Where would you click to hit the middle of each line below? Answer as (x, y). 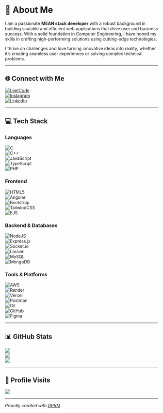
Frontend (16, 181)
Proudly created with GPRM (33, 405)
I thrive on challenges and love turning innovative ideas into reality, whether (81, 48)
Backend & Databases (31, 225)
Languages (19, 137)
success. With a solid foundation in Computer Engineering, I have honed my (81, 34)
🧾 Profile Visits (28, 380)
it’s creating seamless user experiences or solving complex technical (74, 54)
